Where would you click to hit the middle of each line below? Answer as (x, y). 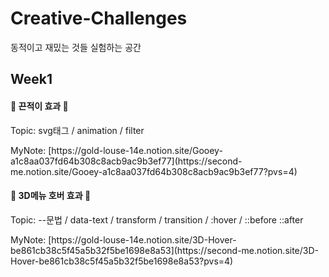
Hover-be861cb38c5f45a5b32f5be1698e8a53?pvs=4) (122, 261)
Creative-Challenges (99, 18)
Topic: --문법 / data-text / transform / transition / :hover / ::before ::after (157, 219)
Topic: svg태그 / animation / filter (77, 130)
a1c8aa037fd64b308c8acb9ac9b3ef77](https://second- (126, 161)
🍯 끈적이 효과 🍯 (39, 106)
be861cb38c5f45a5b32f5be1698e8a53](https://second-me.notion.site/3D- (165, 250)
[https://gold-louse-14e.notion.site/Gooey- (135, 150)
